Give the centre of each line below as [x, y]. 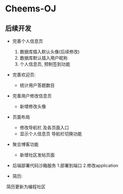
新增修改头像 [33, 106]
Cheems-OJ [31, 9]
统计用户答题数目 [37, 85]
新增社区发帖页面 [37, 155]
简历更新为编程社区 [26, 187]
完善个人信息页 [28, 41]
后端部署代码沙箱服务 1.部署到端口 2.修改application [65, 165]
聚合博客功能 [25, 144]
